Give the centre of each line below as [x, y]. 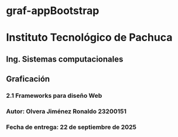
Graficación [28, 79]
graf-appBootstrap [53, 11]
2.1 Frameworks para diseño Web [54, 96]
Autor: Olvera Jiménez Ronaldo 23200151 [66, 111]
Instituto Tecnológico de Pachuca [89, 38]
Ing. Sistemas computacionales [65, 59]
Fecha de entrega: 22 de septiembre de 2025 [71, 127]
